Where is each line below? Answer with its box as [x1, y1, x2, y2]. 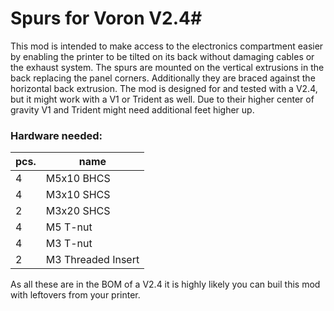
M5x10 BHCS [45, 172, 111, 186]
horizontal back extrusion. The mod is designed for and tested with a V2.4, [10, 82, 318, 94]
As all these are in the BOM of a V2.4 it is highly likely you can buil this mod [10, 278, 321, 291]
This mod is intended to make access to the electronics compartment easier [10, 40, 324, 52]
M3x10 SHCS [45, 188, 111, 202]
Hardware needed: [10, 128, 103, 142]
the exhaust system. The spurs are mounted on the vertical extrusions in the [10, 61, 325, 73]
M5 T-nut [45, 220, 93, 234]
